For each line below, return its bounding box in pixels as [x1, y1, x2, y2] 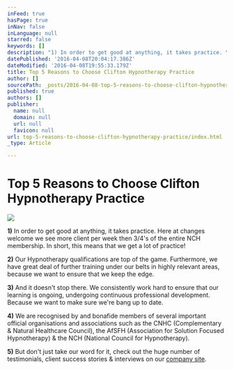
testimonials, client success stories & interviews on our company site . [7, 355, 207, 363]
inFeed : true [7, 10, 45, 17]
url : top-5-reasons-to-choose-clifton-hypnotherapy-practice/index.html [7, 133, 223, 140]
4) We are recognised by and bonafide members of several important [7, 311, 207, 321]
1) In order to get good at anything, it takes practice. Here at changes [7, 227, 205, 236]
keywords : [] [7, 43, 45, 49]
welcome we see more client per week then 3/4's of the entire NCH [7, 234, 201, 242]
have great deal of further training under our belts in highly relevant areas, [7, 263, 220, 271]
